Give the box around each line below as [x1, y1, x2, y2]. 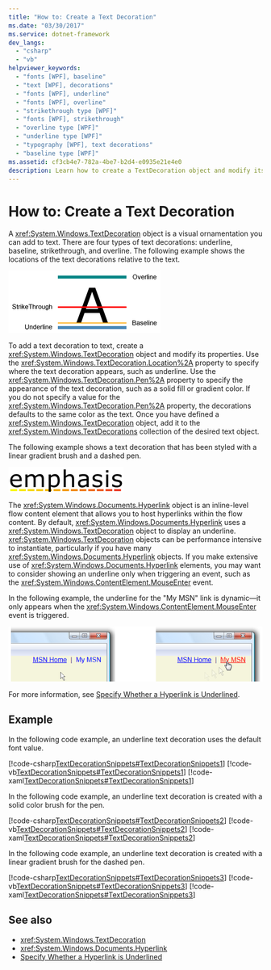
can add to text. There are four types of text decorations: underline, [8, 237, 233, 247]
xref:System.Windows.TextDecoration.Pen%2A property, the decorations [8, 401, 252, 411]
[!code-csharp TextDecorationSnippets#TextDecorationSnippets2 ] [8, 816, 227, 825]
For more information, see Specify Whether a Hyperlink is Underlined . [8, 689, 240, 699]
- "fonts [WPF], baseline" [15, 73, 106, 81]
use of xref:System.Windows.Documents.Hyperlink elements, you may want [8, 561, 261, 570]
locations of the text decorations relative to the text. [8, 254, 180, 264]
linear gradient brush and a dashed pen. [8, 451, 142, 460]
